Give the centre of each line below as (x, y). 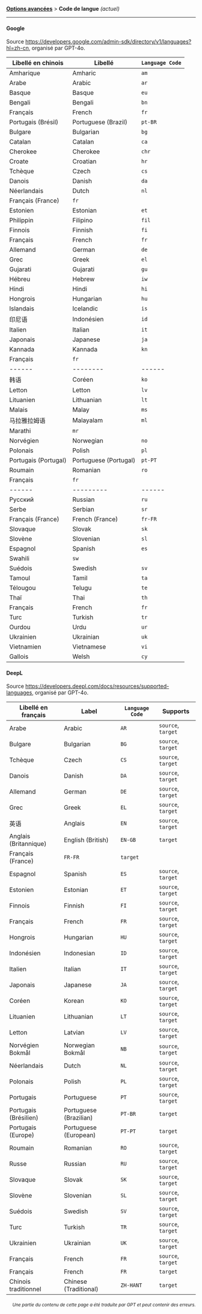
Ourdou (20, 627)
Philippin (22, 220)
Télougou (23, 588)
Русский (22, 499)
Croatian (84, 161)
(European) (80, 1135)
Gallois (19, 656)
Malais (19, 410)
